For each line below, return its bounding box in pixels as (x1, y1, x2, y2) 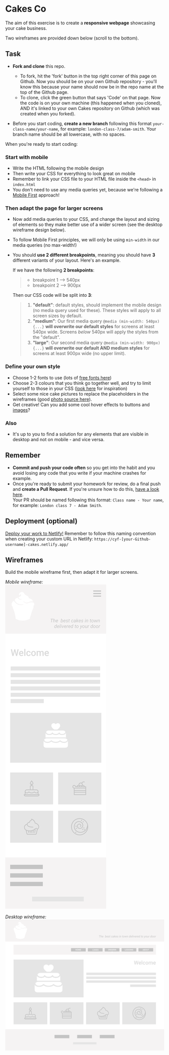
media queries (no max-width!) (12, 242, 77, 248)
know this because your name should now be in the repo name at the (20, 84, 164, 90)
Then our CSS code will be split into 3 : (12, 292, 92, 298)
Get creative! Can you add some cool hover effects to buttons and (12, 401, 150, 408)
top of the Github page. (20, 89, 69, 95)
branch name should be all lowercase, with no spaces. (12, 131, 126, 137)
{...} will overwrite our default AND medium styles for (32, 345, 150, 351)
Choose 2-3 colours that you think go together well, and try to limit (12, 380, 151, 386)
